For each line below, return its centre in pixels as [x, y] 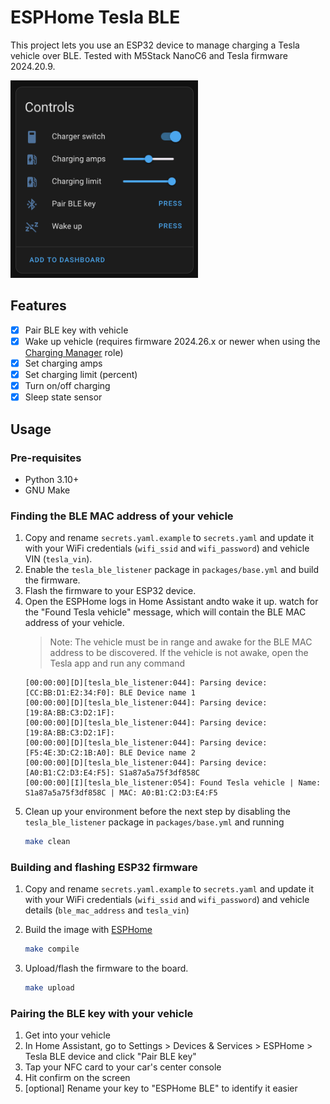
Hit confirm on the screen [77, 1078]
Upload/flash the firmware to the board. [106, 968]
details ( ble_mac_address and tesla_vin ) [107, 910]
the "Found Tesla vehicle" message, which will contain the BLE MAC [165, 612]
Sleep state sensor [63, 397]
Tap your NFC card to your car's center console [123, 1067]
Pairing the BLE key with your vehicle [102, 1014]
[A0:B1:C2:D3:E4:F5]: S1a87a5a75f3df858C [112, 773]
